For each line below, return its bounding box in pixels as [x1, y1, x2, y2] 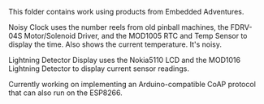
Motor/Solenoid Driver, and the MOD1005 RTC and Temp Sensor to [24, 31, 248, 40]
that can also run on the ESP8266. [8, 88, 123, 98]
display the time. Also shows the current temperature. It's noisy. [8, 40, 222, 49]
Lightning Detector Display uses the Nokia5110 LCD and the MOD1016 [8, 56, 241, 64]
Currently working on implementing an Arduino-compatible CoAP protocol [8, 80, 256, 89]
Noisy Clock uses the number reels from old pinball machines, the [8, 23, 229, 31]
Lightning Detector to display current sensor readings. [8, 64, 189, 73]
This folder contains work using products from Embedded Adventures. [8, 7, 245, 16]
